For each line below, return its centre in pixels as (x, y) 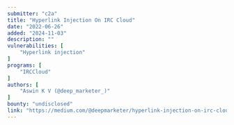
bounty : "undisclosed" (40, 104)
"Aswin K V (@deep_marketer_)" (65, 91)
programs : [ (24, 65)
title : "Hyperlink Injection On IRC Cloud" (71, 20)
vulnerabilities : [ (36, 46)
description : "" (31, 40)
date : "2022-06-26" (36, 26)
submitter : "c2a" (32, 14)
